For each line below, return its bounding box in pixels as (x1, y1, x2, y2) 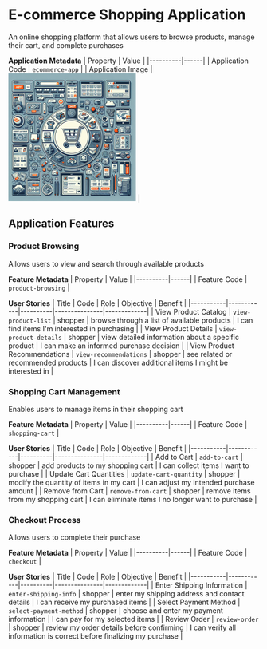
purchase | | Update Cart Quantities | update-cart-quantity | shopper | (8, 469, 241, 478)
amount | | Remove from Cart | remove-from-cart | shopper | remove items (8, 485, 251, 496)
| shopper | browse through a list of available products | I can (53, 315, 253, 325)
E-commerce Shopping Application (8, 6, 246, 24)
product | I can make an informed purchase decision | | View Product (8, 341, 235, 350)
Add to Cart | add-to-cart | (155, 452, 243, 461)
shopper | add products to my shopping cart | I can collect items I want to (8, 461, 249, 470)
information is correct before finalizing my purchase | (8, 631, 183, 641)
